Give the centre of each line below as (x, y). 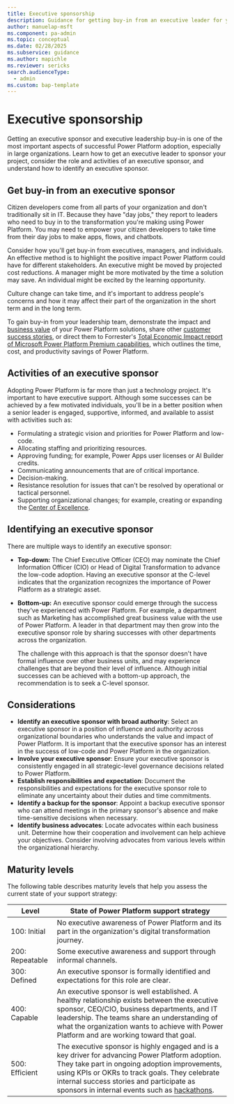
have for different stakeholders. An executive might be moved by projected (115, 265)
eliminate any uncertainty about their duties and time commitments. (114, 796)
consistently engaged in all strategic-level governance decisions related (120, 766)
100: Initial (28, 932)
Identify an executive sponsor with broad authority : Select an (108, 722)
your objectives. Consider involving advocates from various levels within (121, 840)
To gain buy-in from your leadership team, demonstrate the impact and (109, 322)
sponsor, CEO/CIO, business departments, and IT (137, 1009)
